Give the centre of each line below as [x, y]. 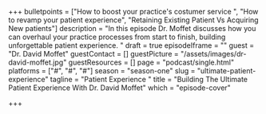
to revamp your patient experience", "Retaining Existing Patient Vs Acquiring [133, 20]
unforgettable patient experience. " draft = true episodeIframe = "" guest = [131, 45]
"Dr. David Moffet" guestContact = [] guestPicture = [94, 54]
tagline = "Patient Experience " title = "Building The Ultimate [149, 79]
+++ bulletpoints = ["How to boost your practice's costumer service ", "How [133, 12]
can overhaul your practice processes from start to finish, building [117, 37]
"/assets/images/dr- [213, 54]
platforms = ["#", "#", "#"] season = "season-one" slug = [102, 71]
